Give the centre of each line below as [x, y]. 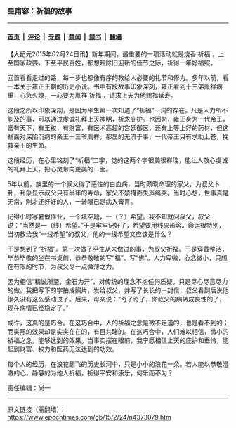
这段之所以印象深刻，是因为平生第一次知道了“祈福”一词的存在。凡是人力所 [115, 110]
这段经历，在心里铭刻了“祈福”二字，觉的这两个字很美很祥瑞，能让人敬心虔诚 [118, 160]
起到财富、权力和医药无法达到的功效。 [63, 349]
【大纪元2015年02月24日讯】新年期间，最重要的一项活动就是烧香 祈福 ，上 [116, 53]
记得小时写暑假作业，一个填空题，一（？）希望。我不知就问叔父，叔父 [109, 216]
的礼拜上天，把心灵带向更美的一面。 [60, 169]
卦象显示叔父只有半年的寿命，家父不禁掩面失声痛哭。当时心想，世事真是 [124, 193]
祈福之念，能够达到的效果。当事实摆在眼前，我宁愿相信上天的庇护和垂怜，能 [118, 340]
